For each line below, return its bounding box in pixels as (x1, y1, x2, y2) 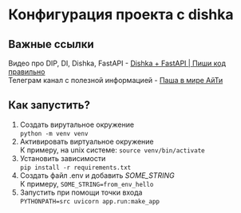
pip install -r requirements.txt (19, 164, 132, 172)
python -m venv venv (19, 129, 89, 137)
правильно (8, 67, 45, 77)
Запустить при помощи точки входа (19, 187, 143, 197)
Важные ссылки (8, 37, 94, 51)
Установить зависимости (19, 153, 106, 163)
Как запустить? (8, 98, 90, 112)
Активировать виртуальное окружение (19, 136, 154, 146)
